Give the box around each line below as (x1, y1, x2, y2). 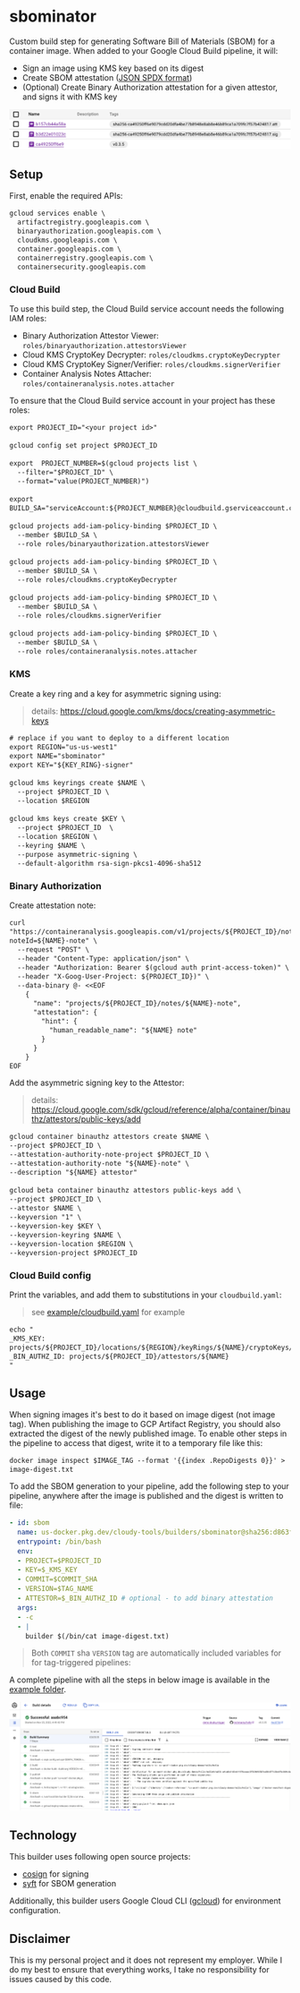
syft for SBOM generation (21, 1878, 117, 1889)
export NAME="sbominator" (9, 751, 105, 760)
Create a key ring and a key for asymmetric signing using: (9, 688, 221, 699)
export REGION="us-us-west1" (9, 742, 118, 751)
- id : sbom (9, 1518, 50, 1527)
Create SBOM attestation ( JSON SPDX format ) (21, 72, 193, 82)
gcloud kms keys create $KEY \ (9, 814, 126, 823)
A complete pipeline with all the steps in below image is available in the (9, 1674, 271, 1685)
